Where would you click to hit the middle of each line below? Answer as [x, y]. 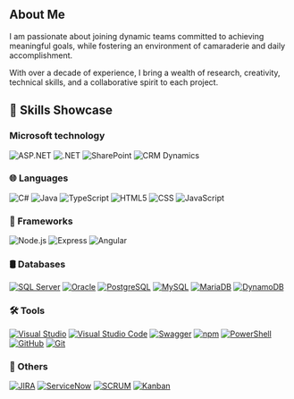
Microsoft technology [57, 136]
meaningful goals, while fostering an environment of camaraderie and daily [147, 46]
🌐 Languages [39, 178]
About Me [37, 15]
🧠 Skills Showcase [61, 110]
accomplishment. [41, 55]
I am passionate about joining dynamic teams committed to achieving [137, 36]
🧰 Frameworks [41, 221]
